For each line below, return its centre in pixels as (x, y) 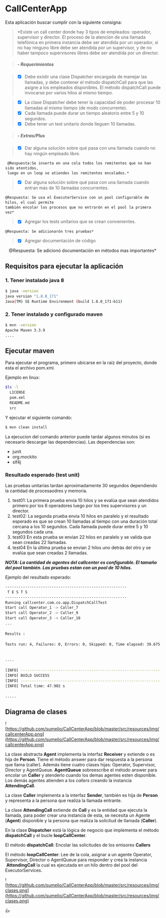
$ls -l (12, 387)
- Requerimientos (36, 64)
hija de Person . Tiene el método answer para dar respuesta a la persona (79, 759)
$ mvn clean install (26, 427)
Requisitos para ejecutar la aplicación (64, 266)
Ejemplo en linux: (22, 377)
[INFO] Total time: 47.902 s (35, 686)
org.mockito (24, 457)
